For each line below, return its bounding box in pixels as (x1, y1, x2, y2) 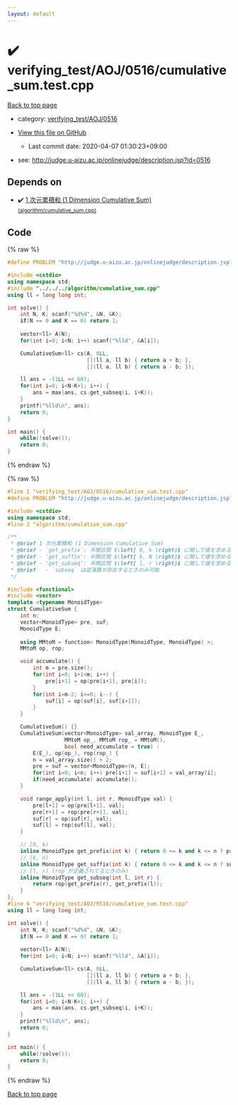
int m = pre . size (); (33, 664, 93, 671)
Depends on (7, 176, 62, 188)
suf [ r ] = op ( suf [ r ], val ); (33, 815, 113, 822)
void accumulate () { (20, 658, 81, 665)
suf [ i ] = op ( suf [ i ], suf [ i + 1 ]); (45, 697, 141, 705)
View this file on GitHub (17, 128, 87, 137)
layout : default (7, 10, 55, 18)
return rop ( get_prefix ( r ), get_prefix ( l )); (33, 880, 163, 888)
